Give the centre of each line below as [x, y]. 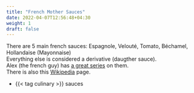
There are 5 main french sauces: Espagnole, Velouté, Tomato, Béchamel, [97, 46]
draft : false [23, 29]
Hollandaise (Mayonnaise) [39, 53]
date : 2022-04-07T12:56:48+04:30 [48, 18]
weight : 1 [19, 23]
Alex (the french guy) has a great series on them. [68, 66]
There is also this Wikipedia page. [48, 72]
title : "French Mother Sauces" [46, 12]
